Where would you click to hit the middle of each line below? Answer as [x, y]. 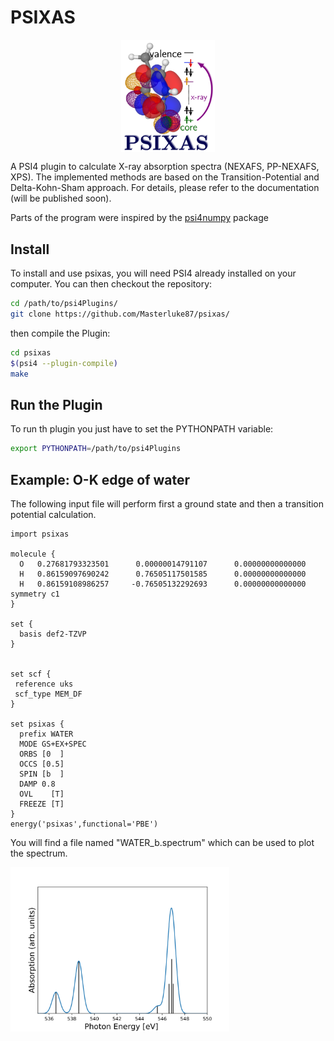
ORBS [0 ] [42, 754]
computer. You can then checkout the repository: [111, 284]
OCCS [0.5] [42, 764]
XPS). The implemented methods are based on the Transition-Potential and [165, 177]
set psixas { [37, 724]
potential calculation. [53, 515]
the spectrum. [39, 853]
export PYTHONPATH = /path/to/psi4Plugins [96, 449]
